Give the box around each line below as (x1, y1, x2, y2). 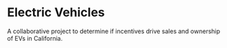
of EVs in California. (7, 34, 63, 42)
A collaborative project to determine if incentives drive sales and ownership (7, 27, 221, 35)
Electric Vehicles (7, 5, 105, 20)
